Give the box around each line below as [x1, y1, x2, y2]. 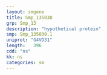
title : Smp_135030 [6, 15, 53, 21]
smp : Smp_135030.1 [6, 31, 53, 37]
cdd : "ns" [6, 48, 31, 54]
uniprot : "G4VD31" [6, 37, 53, 43]
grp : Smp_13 [6, 20, 36, 26]
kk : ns [6, 54, 23, 60]
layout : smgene [6, 8, 45, 15]
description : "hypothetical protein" [6, 25, 102, 32]
